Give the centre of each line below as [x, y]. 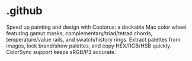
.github [24, 11]
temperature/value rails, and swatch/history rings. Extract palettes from [93, 39]
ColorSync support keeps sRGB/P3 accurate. [61, 52]
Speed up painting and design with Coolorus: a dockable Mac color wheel [96, 27]
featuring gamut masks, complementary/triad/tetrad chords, [79, 33]
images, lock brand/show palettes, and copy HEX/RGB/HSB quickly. [89, 46]
